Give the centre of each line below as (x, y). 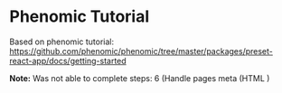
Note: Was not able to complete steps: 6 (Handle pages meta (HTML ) (140, 78)
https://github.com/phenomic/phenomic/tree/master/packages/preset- (141, 51)
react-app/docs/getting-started (68, 60)
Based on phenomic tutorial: (62, 42)
